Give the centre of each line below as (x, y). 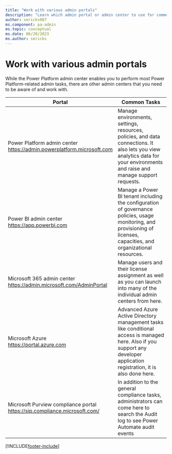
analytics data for (138, 156)
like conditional (136, 329)
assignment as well (141, 275)
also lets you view (139, 149)
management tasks (141, 322)
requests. (129, 181)
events (126, 433)
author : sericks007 (26, 20)
